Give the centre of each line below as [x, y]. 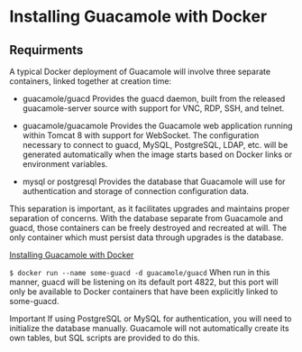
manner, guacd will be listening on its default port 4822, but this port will [144, 282]
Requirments [46, 50]
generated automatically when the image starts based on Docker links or [157, 154]
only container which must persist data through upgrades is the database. [146, 237]
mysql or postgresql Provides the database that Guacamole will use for [154, 181]
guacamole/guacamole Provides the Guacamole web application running [157, 125]
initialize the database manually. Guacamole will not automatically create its [150, 328]
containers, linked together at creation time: [91, 81]
